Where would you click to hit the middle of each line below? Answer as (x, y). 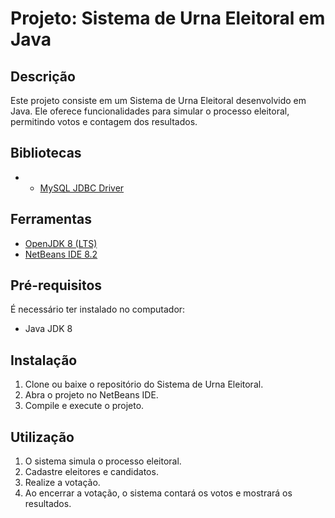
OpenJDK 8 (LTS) (61, 243)
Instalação (44, 360)
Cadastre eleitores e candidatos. (91, 472)
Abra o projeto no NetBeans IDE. (91, 395)
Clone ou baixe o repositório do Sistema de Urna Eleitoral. (144, 384)
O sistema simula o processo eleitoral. (103, 461)
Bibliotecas (46, 153)
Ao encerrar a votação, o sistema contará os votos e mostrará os (158, 493)
